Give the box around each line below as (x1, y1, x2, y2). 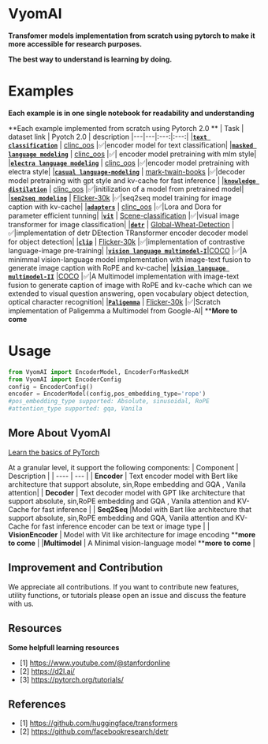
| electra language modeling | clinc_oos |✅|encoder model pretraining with (8, 158, 250, 167)
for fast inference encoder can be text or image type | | (31, 522, 210, 531)
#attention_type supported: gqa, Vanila (8, 405, 143, 413)
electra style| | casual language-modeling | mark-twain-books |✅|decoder (8, 166, 246, 176)
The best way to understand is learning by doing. (8, 54, 173, 64)
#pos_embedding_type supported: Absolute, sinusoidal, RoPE (8, 398, 210, 406)
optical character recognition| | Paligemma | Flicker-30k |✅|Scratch (8, 297, 221, 306)
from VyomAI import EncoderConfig (8, 376, 122, 383)
